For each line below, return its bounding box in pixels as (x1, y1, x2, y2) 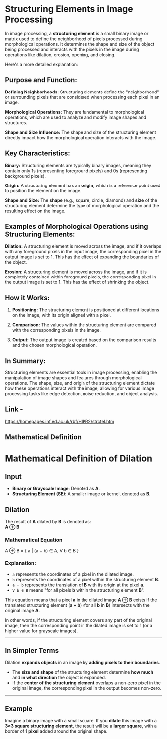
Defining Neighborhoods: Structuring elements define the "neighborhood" (5, 89, 159, 95)
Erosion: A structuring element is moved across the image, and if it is (5, 269, 147, 275)
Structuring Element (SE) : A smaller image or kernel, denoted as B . (12, 491, 151, 497)
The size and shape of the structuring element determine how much (12, 669, 154, 675)
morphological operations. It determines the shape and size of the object (5, 41, 155, 47)
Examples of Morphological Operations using (5, 222, 148, 231)
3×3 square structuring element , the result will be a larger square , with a (5, 723, 157, 729)
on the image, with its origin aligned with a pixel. (12, 312, 111, 318)
